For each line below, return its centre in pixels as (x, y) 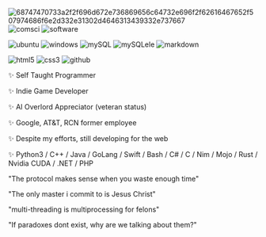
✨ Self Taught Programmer (52, 75)
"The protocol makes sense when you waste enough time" (104, 179)
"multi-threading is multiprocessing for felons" (84, 209)
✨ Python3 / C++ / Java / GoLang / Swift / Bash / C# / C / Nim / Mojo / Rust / (133, 154)
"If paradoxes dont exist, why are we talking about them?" (103, 225)
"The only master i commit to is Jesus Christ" (82, 194)
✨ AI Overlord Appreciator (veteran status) (78, 107)
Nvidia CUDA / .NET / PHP (51, 163)
